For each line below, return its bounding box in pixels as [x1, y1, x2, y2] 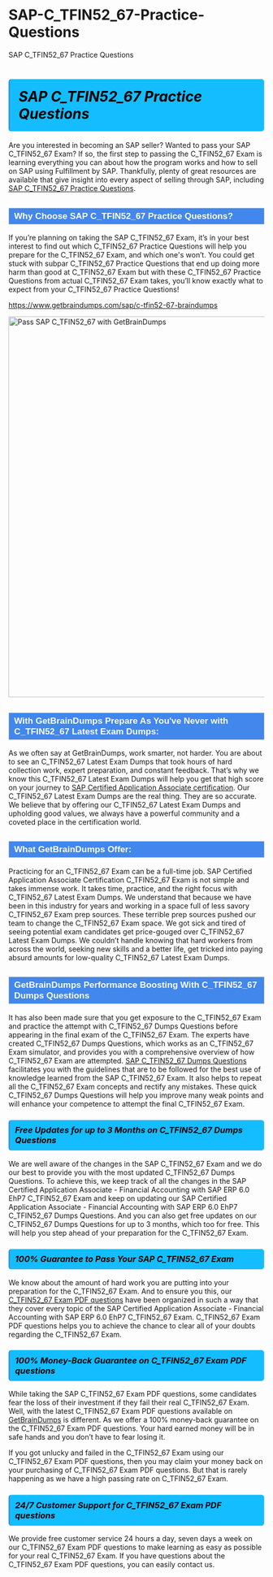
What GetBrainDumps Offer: [14, 843, 132, 855]
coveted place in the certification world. [8, 817, 142, 827]
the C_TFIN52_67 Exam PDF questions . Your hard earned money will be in [8, 1423, 254, 1433]
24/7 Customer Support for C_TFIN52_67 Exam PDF [15, 1500, 222, 1511]
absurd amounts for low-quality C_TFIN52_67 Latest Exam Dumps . [8, 952, 230, 962]
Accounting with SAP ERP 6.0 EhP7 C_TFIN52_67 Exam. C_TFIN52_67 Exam [8, 1312, 261, 1322]
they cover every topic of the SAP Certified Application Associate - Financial [8, 1303, 264, 1313]
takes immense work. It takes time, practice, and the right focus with [8, 883, 238, 893]
